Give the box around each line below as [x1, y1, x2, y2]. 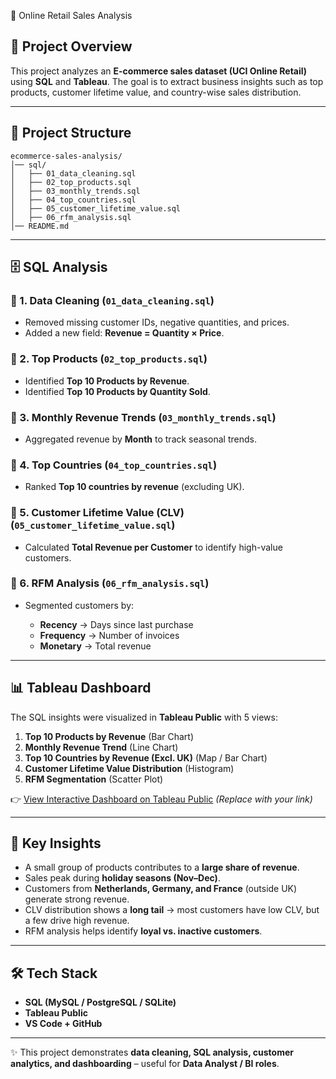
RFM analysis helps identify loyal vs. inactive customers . [24, 925, 263, 937]
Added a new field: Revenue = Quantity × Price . [24, 327, 225, 339]
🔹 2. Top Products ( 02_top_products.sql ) [10, 352, 208, 366]
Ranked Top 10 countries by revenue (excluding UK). [24, 481, 245, 493]
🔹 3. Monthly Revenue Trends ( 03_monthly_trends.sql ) [10, 410, 277, 424]
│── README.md [10, 221, 70, 231]
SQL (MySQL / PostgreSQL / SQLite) [24, 996, 177, 1009]
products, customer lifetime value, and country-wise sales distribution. [10, 86, 302, 98]
